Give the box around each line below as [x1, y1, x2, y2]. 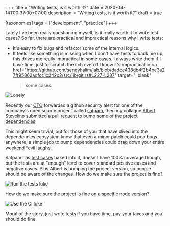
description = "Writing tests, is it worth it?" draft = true [47, 10, 162, 16]
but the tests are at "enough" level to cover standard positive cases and [5, 160, 156, 166]
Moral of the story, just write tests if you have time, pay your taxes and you [5, 211, 162, 217]
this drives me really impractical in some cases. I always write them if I [12, 56, 161, 62]
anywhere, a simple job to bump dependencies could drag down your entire [5, 139, 165, 145]
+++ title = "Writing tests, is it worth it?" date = [5, 5, 104, 10]
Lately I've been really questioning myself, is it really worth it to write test [5, 30, 159, 35]
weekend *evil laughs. [5, 145, 52, 151]
